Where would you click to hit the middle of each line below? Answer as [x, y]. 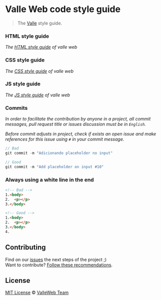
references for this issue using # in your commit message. [65, 139]
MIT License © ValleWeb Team [37, 292]
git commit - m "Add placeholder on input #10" [54, 167]
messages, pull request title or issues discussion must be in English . [75, 124]
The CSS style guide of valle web [39, 71]
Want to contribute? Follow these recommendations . [59, 265]
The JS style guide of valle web [38, 95]
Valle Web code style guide [63, 9]
